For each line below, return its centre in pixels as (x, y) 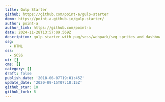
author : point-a (22, 23)
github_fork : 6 (21, 92)
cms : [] (13, 64)
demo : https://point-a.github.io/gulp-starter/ (55, 19)
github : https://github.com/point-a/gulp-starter (57, 14)
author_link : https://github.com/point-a (48, 28)
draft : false (18, 74)
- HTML (16, 46)
